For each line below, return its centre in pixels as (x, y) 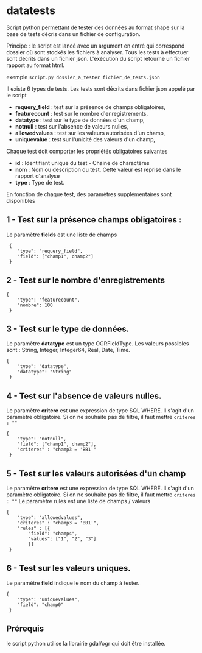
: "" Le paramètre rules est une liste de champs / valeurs (78, 501)
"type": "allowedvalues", (50, 518)
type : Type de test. (40, 182)
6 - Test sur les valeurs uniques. (68, 568)
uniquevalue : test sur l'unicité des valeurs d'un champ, (85, 139)
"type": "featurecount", (49, 300)
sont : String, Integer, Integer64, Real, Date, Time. (68, 350)
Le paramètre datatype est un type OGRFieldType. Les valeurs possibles (98, 344)
